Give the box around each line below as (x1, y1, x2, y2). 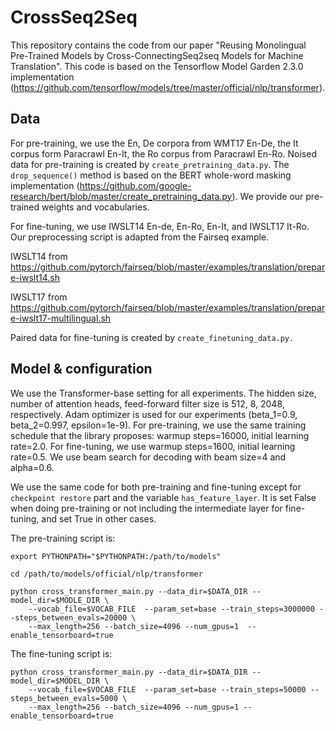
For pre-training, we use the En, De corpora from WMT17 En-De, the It (10, 137, 299, 149)
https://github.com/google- (79, 179, 192, 191)
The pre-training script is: (10, 532, 116, 544)
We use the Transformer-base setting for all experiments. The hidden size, (10, 387, 317, 399)
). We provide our (231, 190, 304, 202)
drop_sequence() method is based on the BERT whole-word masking (10, 169, 292, 181)
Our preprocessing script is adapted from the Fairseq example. (10, 231, 270, 243)
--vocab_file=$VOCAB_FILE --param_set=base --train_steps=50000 (28, 684, 307, 695)
